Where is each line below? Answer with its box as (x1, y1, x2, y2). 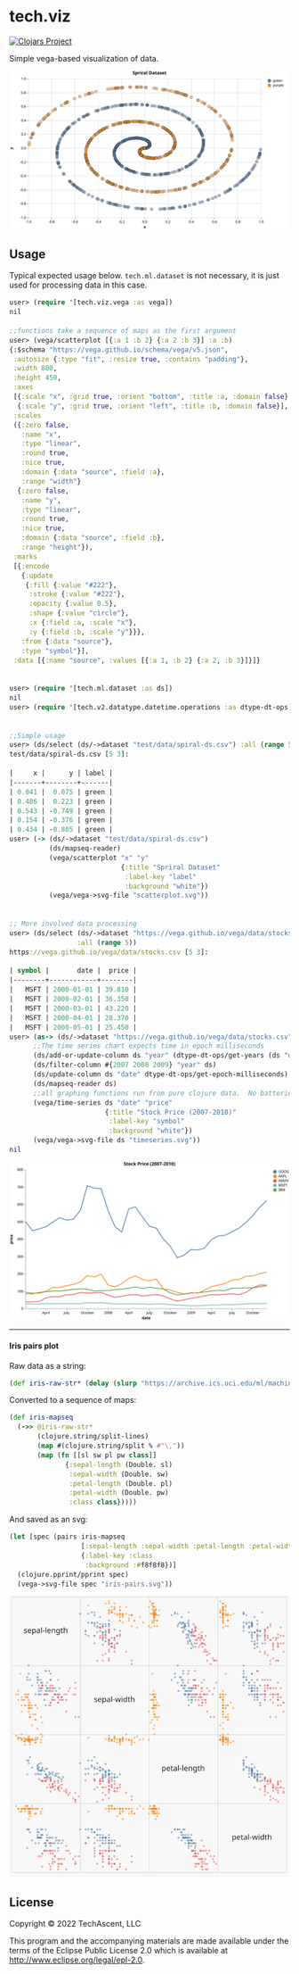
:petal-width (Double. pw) (69, 1489, 169, 1497)
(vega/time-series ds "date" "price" (32, 1098, 174, 1107)
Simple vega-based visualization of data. (9, 53, 159, 63)
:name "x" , (20, 430, 62, 439)
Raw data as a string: (9, 1360, 86, 1371)
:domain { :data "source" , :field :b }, (20, 534, 166, 543)
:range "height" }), (20, 543, 93, 552)
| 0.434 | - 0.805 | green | (9, 825, 114, 834)
